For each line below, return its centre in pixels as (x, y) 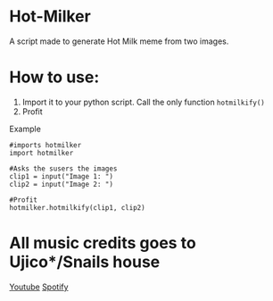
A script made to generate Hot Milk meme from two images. (119, 41)
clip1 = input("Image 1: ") (62, 176)
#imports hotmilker (45, 145)
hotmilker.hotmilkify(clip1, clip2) (77, 207)
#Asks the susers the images (63, 168)
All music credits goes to (103, 243)
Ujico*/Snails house (85, 262)
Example (25, 129)
